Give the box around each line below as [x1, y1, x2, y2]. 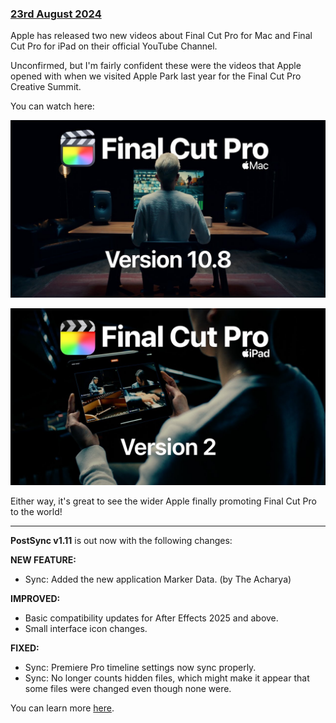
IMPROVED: [10, 593, 61, 605]
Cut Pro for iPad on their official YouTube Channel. [10, 40, 218, 52]
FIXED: [10, 642, 40, 654]
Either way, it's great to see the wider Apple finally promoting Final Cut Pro [10, 495, 317, 507]
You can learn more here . [10, 702, 115, 714]
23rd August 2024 [10, 7, 102, 21]
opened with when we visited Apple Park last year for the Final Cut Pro [10, 70, 302, 82]
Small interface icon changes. [24, 623, 148, 635]
